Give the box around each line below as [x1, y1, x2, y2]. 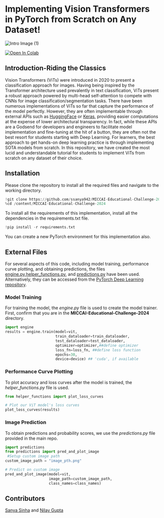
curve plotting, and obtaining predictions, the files [5, 266, 105, 272]
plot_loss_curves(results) [5, 407, 60, 412]
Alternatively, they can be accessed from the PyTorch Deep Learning [5, 276, 144, 282]
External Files [5, 248, 47, 256]
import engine [5, 325, 34, 330]
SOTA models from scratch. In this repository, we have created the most [5, 144, 150, 150]
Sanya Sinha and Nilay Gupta [5, 507, 63, 513]
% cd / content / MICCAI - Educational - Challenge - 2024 [5, 202, 106, 206]
